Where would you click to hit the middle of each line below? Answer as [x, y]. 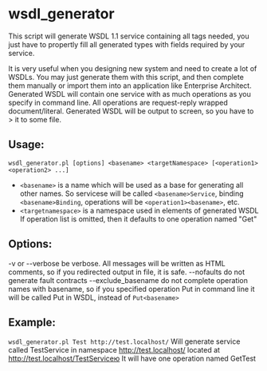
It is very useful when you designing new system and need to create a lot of [133, 68]
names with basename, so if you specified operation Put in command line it [132, 289]
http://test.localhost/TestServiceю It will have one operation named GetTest [132, 359]
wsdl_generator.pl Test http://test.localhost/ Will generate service [124, 341]
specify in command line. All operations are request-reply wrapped [118, 102]
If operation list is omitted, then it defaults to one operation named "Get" [138, 219]
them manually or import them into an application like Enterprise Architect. [130, 86]
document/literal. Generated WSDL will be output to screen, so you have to [131, 111]
